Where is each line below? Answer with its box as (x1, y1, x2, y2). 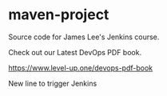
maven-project (8, 6, 109, 24)
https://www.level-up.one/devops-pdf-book (8, 62, 153, 73)
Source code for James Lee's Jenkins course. (8, 32, 160, 42)
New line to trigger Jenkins (8, 78, 97, 88)
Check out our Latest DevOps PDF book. (8, 47, 142, 57)
